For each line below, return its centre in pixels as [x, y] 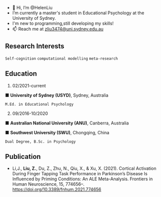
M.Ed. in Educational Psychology [39, 104]
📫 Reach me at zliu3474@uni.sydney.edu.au [58, 29]
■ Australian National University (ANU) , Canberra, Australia [67, 123]
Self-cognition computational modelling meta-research [62, 59]
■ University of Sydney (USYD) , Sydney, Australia [57, 95]
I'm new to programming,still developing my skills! [63, 23]
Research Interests [35, 46]
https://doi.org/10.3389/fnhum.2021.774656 [57, 190]
